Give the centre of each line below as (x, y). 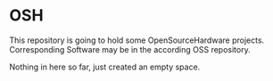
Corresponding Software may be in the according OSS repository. (130, 49)
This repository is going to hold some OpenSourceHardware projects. (137, 40)
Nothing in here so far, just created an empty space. (105, 67)
